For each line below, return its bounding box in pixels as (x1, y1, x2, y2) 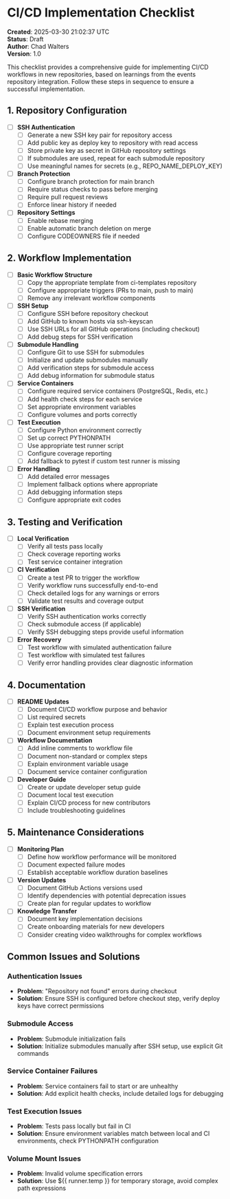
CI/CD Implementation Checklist (7, 5, 195, 21)
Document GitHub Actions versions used (27, 884, 143, 892)
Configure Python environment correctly (27, 425, 142, 434)
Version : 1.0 (7, 50, 41, 58)
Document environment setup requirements (27, 728, 151, 737)
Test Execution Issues (7, 1106, 82, 1116)
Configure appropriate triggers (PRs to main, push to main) (27, 286, 194, 294)
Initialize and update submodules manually (27, 356, 148, 364)
